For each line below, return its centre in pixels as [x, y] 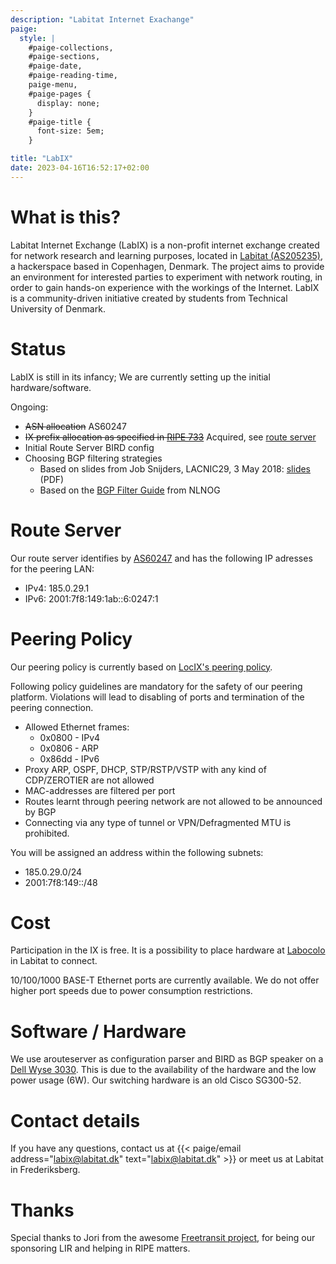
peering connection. [52, 707]
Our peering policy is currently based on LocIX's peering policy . [141, 667]
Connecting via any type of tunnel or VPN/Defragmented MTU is [158, 822]
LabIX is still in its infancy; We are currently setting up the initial [140, 377]
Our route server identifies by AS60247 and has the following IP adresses [161, 558]
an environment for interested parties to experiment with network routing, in [166, 277]
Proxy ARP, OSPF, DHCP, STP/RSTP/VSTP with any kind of [145, 769]
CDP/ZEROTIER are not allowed [89, 780]
